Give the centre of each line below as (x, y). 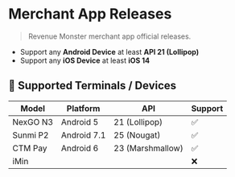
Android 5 (80, 121)
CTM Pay (30, 148)
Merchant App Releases (90, 14)
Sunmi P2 (31, 135)
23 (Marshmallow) (148, 148)
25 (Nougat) (137, 135)
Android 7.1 (83, 135)
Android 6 (80, 148)
